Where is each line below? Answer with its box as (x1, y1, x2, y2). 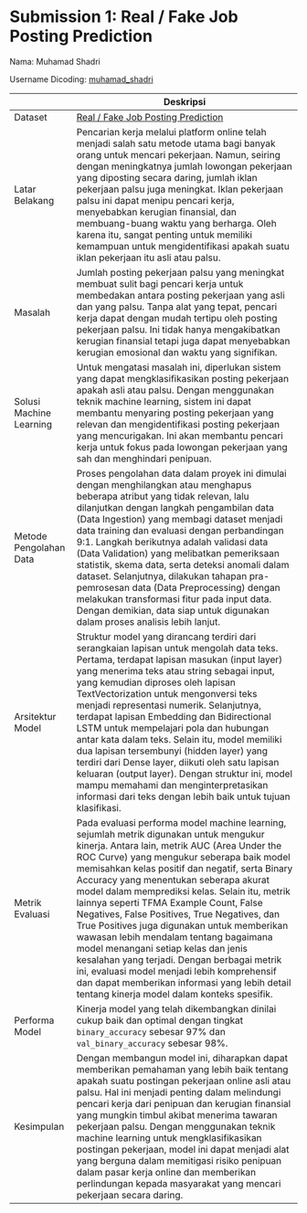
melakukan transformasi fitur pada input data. (76, 592, 272, 605)
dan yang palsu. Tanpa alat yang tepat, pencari (76, 300, 278, 312)
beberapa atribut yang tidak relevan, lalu (76, 490, 249, 502)
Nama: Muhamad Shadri (9, 56, 101, 67)
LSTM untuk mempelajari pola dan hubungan (76, 722, 270, 734)
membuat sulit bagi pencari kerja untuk (76, 277, 244, 290)
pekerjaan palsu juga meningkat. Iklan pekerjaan (76, 183, 283, 195)
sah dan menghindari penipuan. (76, 452, 212, 465)
